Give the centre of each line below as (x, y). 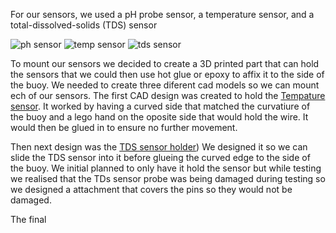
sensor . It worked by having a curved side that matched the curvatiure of (160, 106)
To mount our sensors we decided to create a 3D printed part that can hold (165, 63)
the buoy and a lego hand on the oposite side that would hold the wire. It (159, 117)
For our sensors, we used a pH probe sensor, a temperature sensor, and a (162, 14)
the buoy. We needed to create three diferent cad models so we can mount (165, 85)
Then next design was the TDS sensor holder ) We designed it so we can (159, 147)
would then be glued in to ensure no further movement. (124, 127)
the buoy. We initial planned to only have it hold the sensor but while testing (166, 168)
